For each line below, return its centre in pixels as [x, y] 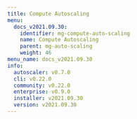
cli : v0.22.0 [33, 79]
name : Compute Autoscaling [59, 40]
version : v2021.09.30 [45, 105]
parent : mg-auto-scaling [56, 46]
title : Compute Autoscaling [48, 14]
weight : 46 [36, 53]
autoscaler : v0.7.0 [42, 72]
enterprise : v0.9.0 [42, 92]
